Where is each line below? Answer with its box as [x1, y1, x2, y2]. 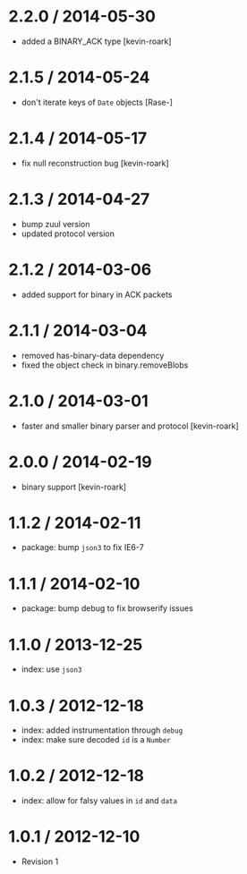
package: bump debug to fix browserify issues [21, 603, 193, 614]
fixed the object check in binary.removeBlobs [21, 360, 189, 370]
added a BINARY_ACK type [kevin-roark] [21, 36, 172, 47]
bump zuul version [21, 218, 90, 229]
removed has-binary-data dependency [21, 350, 165, 361]
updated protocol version [21, 228, 115, 239]
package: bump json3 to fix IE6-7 [21, 542, 144, 553]
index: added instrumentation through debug [21, 725, 183, 735]
